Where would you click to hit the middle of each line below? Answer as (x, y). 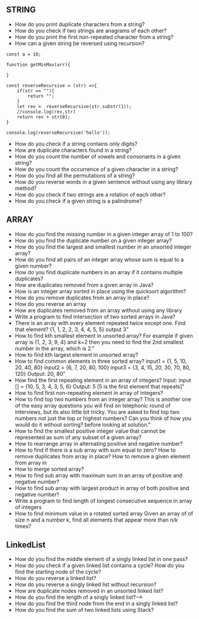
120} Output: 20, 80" (40, 373)
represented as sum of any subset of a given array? (78, 437)
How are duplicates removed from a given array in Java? (84, 285)
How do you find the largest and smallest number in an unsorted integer (103, 247)
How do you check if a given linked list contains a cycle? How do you (99, 566)
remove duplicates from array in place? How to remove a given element (102, 456)
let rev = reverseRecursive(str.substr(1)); (74, 106)
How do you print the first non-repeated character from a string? (94, 37)
